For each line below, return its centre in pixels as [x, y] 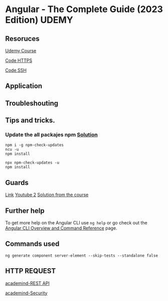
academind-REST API [28, 283]
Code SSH [16, 70]
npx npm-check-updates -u [32, 163]
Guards [17, 183]
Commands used [32, 244]
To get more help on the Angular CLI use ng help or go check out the [76, 223]
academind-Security [26, 293]
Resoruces [22, 39]
